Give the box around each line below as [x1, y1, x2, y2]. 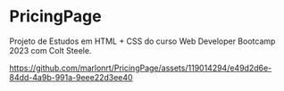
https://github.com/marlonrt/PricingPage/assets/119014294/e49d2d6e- [9, 62, 272, 73]
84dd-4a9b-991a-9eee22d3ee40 [9, 71, 133, 82]
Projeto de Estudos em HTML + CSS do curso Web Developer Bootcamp [9, 36, 276, 46]
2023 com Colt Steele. [9, 45, 92, 55]
